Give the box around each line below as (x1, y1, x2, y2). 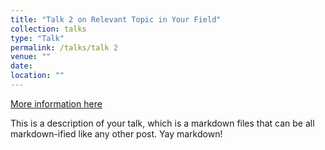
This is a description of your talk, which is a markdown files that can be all (10, 117, 315, 129)
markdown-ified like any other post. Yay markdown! (10, 127, 223, 140)
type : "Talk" (10, 33, 65, 43)
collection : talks (10, 24, 87, 34)
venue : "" (10, 52, 52, 62)
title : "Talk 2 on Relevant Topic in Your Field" (10, 14, 222, 25)
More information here (10, 97, 103, 110)
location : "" (10, 71, 65, 81)
